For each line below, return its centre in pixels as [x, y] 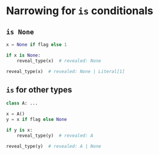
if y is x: [19, 130]
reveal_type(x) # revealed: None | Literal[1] [66, 71]
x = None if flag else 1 [37, 45]
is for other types [39, 90]
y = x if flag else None [37, 120]
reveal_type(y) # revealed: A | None [54, 146]
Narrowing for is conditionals [80, 11]
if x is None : [24, 55]
